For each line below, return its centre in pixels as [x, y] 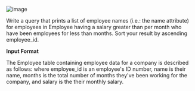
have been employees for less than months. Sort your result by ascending [97, 33]
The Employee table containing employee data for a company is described [97, 63]
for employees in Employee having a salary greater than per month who [94, 27]
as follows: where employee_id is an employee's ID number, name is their [96, 69]
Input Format [22, 51]
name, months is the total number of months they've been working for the [97, 75]
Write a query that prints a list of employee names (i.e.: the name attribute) [98, 21]
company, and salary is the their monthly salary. [65, 81]
